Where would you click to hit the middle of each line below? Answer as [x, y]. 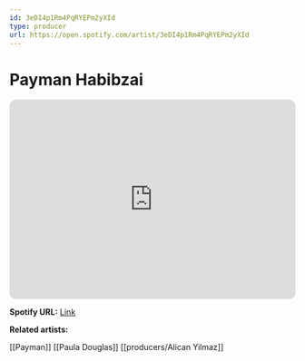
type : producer [38, 26]
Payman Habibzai [76, 79]
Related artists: [39, 330]
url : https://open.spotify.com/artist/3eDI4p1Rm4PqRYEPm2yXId [129, 34]
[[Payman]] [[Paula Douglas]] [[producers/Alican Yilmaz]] [117, 347]
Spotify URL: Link [43, 312]
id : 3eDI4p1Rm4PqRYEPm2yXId [63, 18]
